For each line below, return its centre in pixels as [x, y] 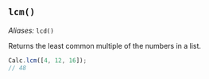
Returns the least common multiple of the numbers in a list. [104, 45]
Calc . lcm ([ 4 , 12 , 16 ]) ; [48, 60]
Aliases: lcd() [31, 30]
